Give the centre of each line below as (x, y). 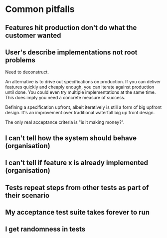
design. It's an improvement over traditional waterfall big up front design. (80, 113)
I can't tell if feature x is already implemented (77, 163)
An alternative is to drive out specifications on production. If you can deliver (83, 82)
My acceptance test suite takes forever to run (78, 212)
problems (20, 60)
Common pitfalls (40, 9)
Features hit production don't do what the (71, 28)
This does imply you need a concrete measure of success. (65, 98)
